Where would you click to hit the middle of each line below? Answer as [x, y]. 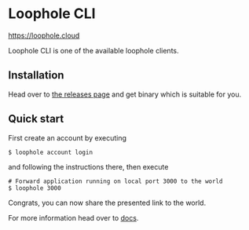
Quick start [36, 119]
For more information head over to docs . [73, 217]
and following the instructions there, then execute [88, 166]
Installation [36, 75]
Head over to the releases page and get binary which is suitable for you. [125, 94]
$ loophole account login [50, 152]
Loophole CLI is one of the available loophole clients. [93, 50]
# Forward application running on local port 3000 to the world [115, 181]
